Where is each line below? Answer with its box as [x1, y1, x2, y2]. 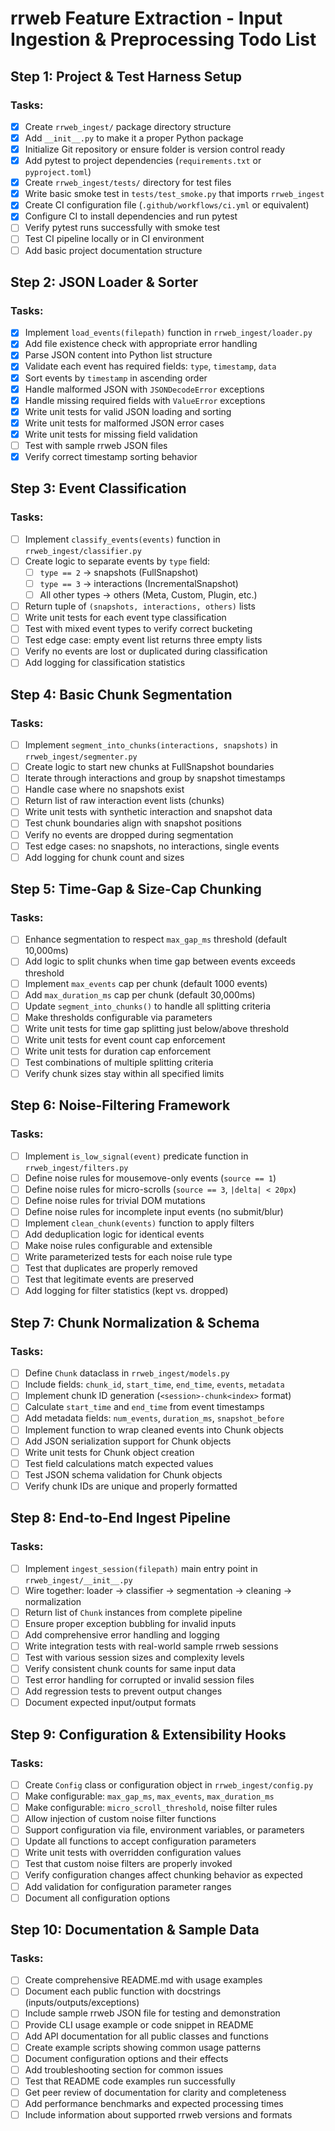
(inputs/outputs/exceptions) [24, 1997, 140, 2009]
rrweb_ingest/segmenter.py [24, 752, 138, 762]
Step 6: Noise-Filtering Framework [10, 1097, 231, 1114]
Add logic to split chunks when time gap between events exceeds [24, 955, 296, 967]
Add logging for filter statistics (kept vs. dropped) [24, 1285, 229, 1297]
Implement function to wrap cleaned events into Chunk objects [24, 1423, 284, 1436]
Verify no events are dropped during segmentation [24, 828, 234, 841]
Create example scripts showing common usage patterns [24, 2041, 262, 2053]
